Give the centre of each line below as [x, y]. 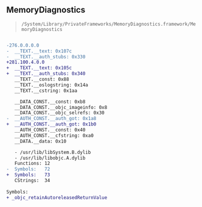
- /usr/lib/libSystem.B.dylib [53, 152]
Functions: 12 [32, 164]
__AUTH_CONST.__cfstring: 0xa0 [54, 135]
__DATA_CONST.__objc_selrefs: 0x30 [59, 113]
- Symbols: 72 [28, 169]
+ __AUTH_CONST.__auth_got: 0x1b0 [51, 124]
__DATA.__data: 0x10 [40, 141]
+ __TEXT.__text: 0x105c [39, 68]
